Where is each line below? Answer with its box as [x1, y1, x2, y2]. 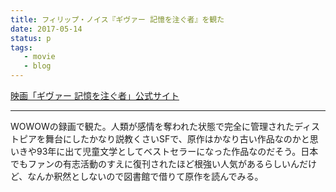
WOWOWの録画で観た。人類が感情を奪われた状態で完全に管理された [10, 121, 295, 132]
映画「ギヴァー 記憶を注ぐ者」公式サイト [10, 90, 180, 101]
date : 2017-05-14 [10, 24, 83, 34]
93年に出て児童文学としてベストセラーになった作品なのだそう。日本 [36, 146, 319, 157]
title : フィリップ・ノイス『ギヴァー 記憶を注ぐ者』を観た [10, 14, 225, 25]
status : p [10, 33, 52, 43]
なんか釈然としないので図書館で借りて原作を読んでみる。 [27, 171, 264, 182]
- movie [23, 52, 56, 62]
